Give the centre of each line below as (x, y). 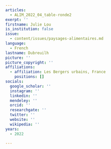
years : (12, 129)
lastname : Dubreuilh (27, 53)
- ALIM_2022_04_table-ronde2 (41, 15)
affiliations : (20, 67)
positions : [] (29, 77)
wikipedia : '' (25, 124)
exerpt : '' (17, 19)
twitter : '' (23, 115)
